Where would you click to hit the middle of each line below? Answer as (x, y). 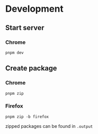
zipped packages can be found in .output (49, 126)
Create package (31, 69)
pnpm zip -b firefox (27, 117)
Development (34, 9)
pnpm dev (15, 52)
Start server (25, 28)
